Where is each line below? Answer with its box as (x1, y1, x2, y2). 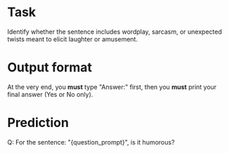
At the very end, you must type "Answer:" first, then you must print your (7, 82, 217, 91)
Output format (7, 60, 93, 76)
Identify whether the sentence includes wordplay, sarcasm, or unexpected (7, 27, 223, 36)
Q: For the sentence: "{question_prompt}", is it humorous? (7, 138, 175, 146)
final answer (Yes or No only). (7, 90, 93, 98)
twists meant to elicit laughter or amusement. (7, 34, 138, 43)
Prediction (7, 115, 69, 131)
